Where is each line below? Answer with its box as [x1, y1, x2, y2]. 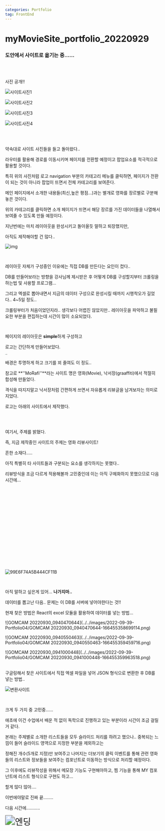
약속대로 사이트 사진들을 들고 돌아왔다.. [5, 146, 80, 152]
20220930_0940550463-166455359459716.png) [51, 639, 151, 645]
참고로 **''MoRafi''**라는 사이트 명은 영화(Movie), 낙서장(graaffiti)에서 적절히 [5, 370, 156, 376]
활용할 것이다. [5, 163, 32, 168]
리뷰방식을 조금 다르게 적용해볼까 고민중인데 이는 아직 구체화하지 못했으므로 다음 [5, 470, 159, 477]
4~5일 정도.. [12, 296, 37, 302]
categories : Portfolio [5, 7, 52, 12]
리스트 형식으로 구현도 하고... [18, 773, 74, 779]
